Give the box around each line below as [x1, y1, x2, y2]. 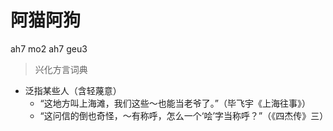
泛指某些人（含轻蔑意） [24, 84, 122, 96]
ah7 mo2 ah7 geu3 [10, 42, 88, 55]
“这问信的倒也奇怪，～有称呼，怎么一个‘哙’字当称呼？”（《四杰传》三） [39, 109, 329, 121]
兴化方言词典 [34, 63, 88, 75]
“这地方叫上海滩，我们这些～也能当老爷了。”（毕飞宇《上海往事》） [39, 97, 311, 109]
